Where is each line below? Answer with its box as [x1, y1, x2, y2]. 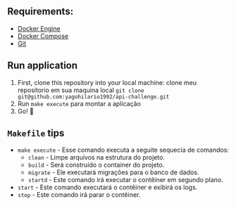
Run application [7, 60, 78, 72]
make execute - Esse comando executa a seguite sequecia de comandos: [17, 146, 229, 154]
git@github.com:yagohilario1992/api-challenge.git [17, 93, 170, 101]
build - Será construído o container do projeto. [27, 161, 165, 169]
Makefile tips [7, 127, 65, 139]
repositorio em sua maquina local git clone [17, 86, 144, 94]
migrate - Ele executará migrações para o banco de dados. [27, 168, 199, 176]
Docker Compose [17, 32, 69, 40]
